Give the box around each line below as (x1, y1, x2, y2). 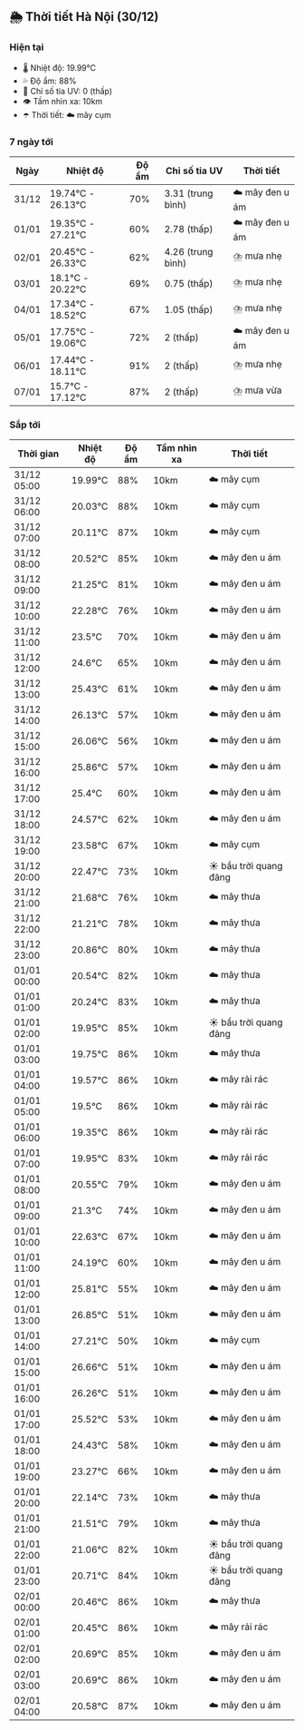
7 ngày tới (9, 135, 54, 148)
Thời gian (17, 447, 60, 460)
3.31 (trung (164, 187, 214, 200)
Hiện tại (9, 41, 44, 54)
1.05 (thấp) (164, 303, 214, 316)
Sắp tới (9, 418, 41, 431)
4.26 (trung (164, 245, 214, 258)
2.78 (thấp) (164, 223, 214, 236)
